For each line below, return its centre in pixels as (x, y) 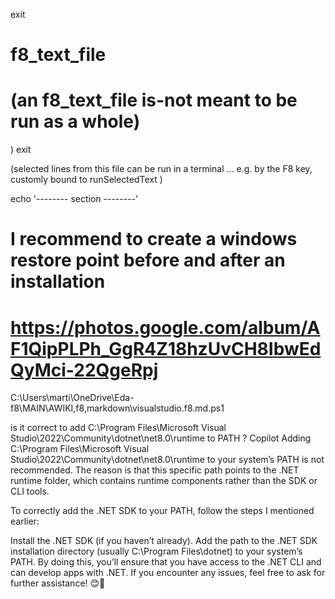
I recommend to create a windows (154, 239)
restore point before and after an (148, 260)
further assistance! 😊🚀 (58, 583)
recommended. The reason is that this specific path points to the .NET (155, 470)
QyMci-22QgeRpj (84, 370)
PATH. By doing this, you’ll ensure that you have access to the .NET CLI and (166, 562)
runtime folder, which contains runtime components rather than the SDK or (164, 481)
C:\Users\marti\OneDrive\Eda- (72, 398)
